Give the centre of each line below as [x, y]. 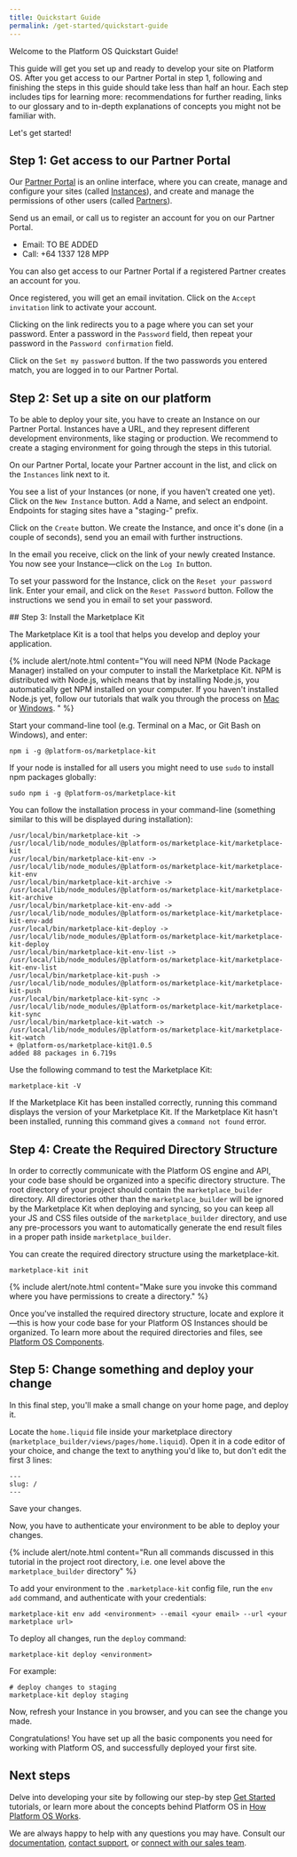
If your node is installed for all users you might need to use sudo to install [142, 768]
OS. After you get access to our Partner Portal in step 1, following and [136, 77]
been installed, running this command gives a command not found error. [138, 1121]
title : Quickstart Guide [55, 17]
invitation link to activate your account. [83, 307]
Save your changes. [46, 1508]
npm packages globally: [53, 777]
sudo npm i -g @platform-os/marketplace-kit [93, 793]
